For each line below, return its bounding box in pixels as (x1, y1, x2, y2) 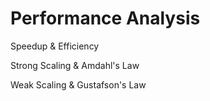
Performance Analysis (10, 7, 201, 30)
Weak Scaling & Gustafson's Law (10, 78, 147, 91)
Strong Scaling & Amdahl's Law (10, 59, 140, 71)
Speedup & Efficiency (10, 40, 100, 52)
